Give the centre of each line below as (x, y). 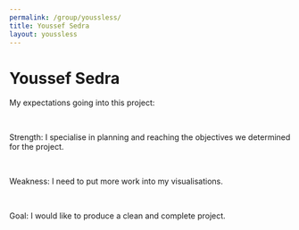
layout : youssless (43, 34)
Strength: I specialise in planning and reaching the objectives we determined (150, 137)
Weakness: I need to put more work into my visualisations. (116, 181)
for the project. (37, 147)
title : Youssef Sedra (50, 26)
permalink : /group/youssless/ (66, 17)
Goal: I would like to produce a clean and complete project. (117, 216)
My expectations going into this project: (82, 103)
